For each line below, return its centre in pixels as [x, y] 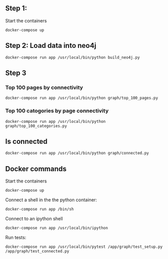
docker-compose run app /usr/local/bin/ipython [57, 228]
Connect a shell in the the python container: [51, 200]
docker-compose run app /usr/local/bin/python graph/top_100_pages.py [82, 98]
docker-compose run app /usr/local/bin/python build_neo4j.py [73, 57]
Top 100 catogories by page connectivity [57, 111]
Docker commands [36, 169]
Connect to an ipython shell [34, 219]
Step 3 [16, 73]
